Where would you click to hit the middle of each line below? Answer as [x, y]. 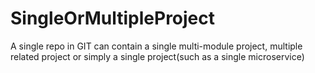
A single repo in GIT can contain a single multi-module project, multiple [156, 46]
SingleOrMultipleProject [113, 18]
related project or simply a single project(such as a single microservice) [157, 56]
